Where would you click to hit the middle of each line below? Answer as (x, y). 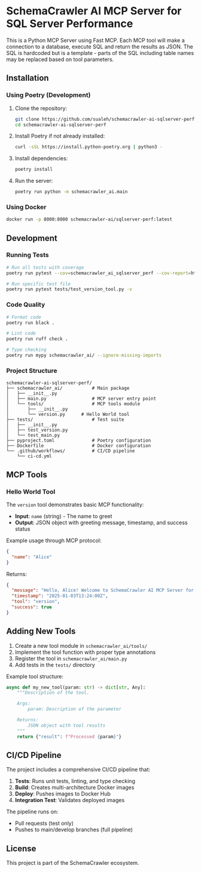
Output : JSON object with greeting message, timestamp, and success (101, 522)
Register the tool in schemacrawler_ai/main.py (71, 658)
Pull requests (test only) (44, 824)
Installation (28, 78)
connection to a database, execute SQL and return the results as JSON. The (100, 47)
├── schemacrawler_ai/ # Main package (68, 388)
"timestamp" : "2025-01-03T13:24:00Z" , (60, 596)
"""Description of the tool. (53, 693)
